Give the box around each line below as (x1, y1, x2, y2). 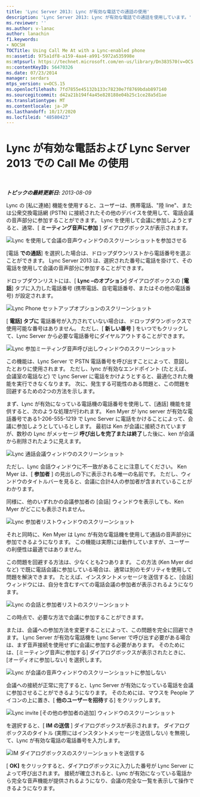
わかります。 (6, 485, 38, 493)
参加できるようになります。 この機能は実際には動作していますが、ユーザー (6, 538, 190, 546)
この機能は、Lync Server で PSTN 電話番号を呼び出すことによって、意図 (6, 358, 184, 365)
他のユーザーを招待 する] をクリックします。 (56, 697, 164, 704)
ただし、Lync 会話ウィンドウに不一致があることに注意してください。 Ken (6, 463, 187, 470)
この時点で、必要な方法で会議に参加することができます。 (6, 614, 147, 621)
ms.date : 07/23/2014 (6, 70, 58, 76)
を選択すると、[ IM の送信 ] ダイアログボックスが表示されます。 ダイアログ (6, 722, 190, 729)
